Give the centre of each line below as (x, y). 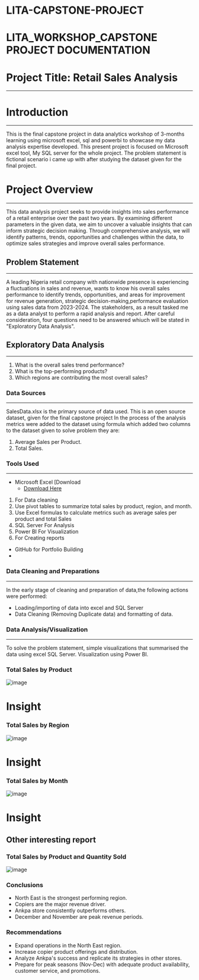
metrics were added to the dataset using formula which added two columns (98, 424)
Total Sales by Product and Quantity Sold (66, 856)
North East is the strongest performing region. (71, 898)
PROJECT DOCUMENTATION (78, 50)
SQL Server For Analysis (44, 525)
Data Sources (26, 393)
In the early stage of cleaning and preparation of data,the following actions (97, 590)
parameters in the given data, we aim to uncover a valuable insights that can (99, 224)
